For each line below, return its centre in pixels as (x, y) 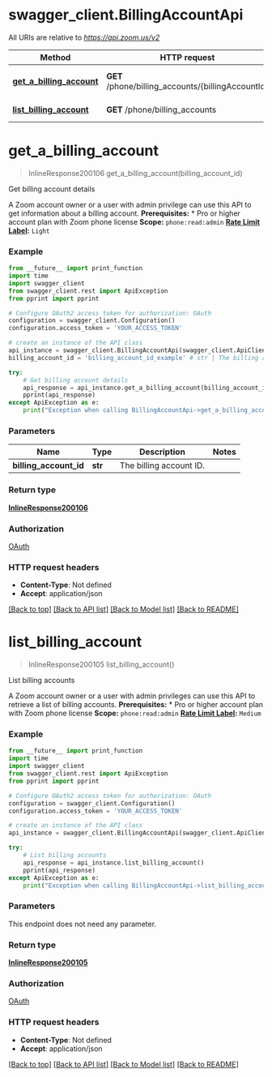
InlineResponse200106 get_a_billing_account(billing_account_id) (135, 173)
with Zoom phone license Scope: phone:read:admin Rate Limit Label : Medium (135, 713)
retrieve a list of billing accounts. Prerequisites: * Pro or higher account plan (136, 705)
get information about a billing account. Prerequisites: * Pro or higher (125, 213)
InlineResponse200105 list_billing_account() (101, 665)
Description (162, 452)
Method (55, 57)
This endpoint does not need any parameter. (82, 924)
